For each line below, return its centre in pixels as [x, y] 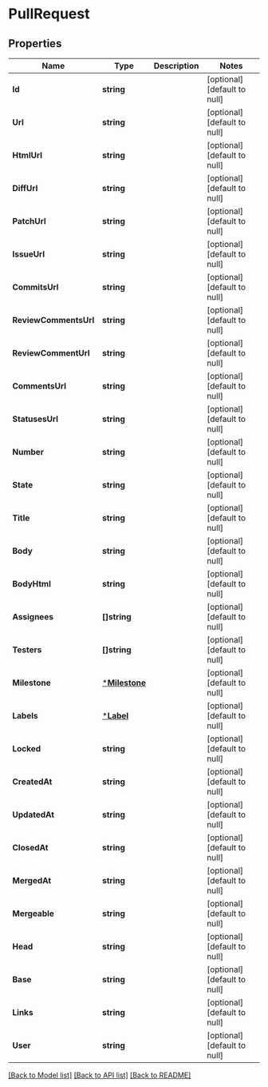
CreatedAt [32, 782]
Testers [27, 650]
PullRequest [49, 14]
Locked [27, 749]
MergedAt [32, 880]
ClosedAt [30, 848]
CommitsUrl [35, 287]
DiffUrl [25, 188]
